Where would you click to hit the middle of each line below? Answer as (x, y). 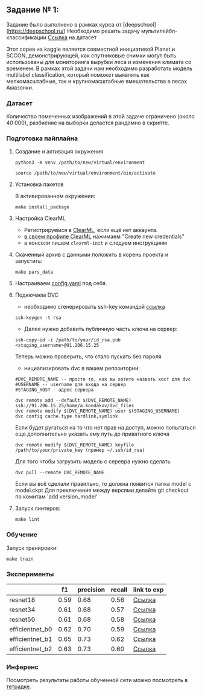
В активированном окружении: (55, 196)
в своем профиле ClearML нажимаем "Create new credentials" (104, 237)
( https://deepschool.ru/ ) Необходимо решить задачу (73, 31)
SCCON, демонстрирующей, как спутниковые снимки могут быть (91, 55)
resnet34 (22, 610)
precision (91, 590)
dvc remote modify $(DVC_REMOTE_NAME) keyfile (74, 445)
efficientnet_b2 (31, 649)
